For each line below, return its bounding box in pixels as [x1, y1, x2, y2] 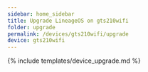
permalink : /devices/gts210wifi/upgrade [7, 30, 129, 38]
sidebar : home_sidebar [7, 10, 75, 18]
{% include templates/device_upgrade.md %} [7, 56, 141, 65]
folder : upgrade [7, 24, 55, 31]
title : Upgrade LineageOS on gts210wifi [7, 17, 129, 24]
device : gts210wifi [7, 37, 65, 44]
